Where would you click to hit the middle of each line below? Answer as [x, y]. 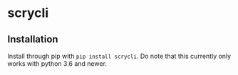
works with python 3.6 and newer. [57, 64]
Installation [33, 39]
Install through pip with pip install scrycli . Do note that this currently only [119, 56]
